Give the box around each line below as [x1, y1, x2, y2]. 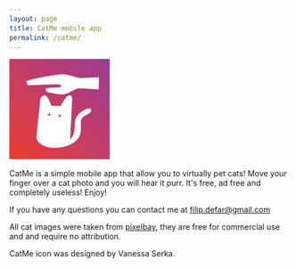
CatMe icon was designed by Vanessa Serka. [9, 248, 176, 259]
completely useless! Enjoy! [9, 187, 107, 198]
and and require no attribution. [9, 231, 121, 242]
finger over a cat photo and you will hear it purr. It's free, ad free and [9, 178, 261, 189]
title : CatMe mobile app [9, 23, 102, 33]
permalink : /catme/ [9, 33, 82, 42]
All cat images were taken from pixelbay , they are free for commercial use [9, 222, 281, 232]
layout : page [9, 14, 58, 23]
